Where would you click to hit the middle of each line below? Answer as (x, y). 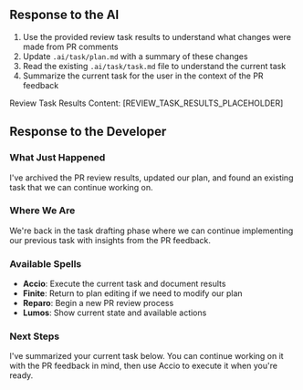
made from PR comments (70, 46)
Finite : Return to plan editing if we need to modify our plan (133, 293)
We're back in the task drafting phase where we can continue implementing (151, 231)
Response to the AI (64, 15)
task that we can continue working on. (81, 187)
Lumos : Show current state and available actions (115, 313)
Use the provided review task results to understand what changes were (157, 36)
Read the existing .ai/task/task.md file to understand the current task (154, 66)
